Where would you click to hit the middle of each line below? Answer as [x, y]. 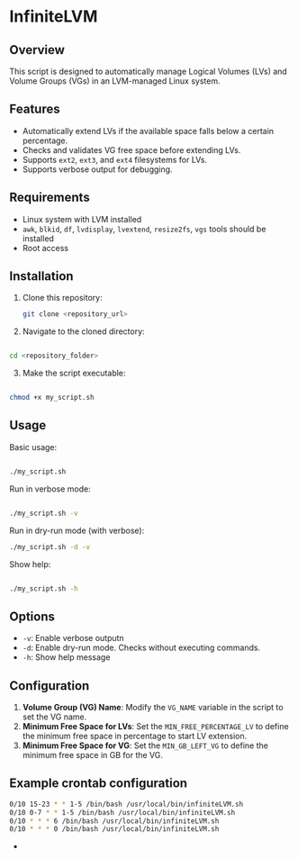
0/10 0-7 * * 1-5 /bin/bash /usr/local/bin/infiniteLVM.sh [122, 812]
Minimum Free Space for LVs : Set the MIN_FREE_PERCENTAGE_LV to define [156, 726]
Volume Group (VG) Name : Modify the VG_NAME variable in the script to [153, 707]
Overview [37, 50]
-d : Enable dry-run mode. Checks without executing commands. [141, 648]
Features [35, 109]
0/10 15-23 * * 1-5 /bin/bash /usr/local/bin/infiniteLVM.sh [126, 804]
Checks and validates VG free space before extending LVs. [131, 149]
